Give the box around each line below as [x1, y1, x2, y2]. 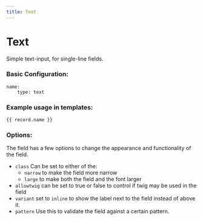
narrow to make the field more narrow [24, 169, 118, 176]
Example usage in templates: [6, 103, 93, 111]
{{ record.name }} [6, 117, 53, 123]
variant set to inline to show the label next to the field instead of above [15, 195, 196, 202]
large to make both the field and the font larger [24, 176, 142, 183]
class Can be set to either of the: [15, 163, 98, 170]
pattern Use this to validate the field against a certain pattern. [15, 208, 170, 215]
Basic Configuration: [6, 70, 68, 79]
